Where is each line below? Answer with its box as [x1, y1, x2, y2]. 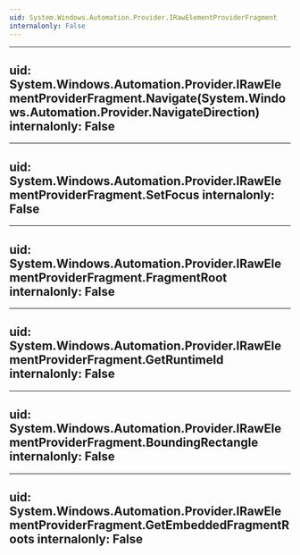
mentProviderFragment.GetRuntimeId [9, 352, 224, 367]
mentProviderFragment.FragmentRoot [9, 270, 228, 285]
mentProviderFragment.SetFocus [9, 187, 200, 202]
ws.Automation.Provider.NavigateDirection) [9, 105, 261, 120]
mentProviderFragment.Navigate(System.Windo [9, 90, 287, 105]
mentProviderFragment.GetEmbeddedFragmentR [9, 517, 290, 533]
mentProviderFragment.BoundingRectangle [9, 435, 259, 450]
